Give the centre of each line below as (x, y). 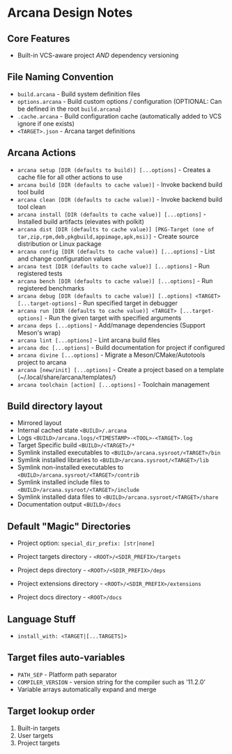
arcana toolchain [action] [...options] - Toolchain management (114, 384)
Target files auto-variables (66, 657)
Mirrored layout (39, 423)
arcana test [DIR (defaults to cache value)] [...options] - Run (114, 266)
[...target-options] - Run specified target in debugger (97, 303)
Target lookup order (51, 711)
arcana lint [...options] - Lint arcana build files (88, 340)
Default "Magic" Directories (69, 526)
